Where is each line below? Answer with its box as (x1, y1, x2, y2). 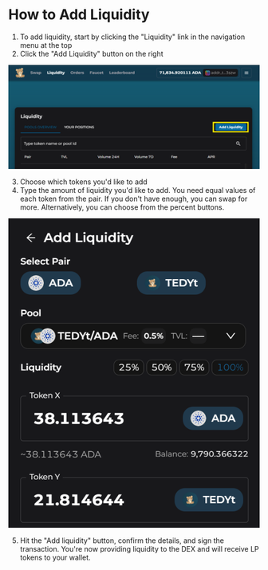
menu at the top (19, 40, 73, 49)
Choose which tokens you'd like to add (19, 177, 148, 187)
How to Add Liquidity (8, 6, 150, 24)
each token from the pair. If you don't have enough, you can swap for (19, 194, 248, 203)
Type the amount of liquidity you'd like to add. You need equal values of (19, 185, 256, 195)
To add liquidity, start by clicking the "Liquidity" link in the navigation (19, 32, 246, 41)
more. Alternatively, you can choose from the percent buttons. (19, 202, 225, 212)
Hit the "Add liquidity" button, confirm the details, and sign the (19, 536, 225, 545)
